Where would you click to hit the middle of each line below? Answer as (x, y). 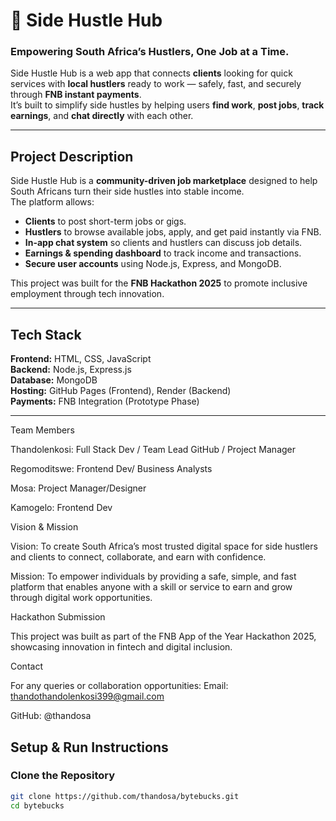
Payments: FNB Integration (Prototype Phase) (105, 401)
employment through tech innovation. (87, 294)
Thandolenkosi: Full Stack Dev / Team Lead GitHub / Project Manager (153, 450)
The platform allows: (52, 202)
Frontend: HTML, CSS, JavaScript (81, 359)
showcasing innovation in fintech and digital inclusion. (121, 647)
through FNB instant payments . (76, 95)
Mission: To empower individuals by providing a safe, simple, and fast (153, 576)
